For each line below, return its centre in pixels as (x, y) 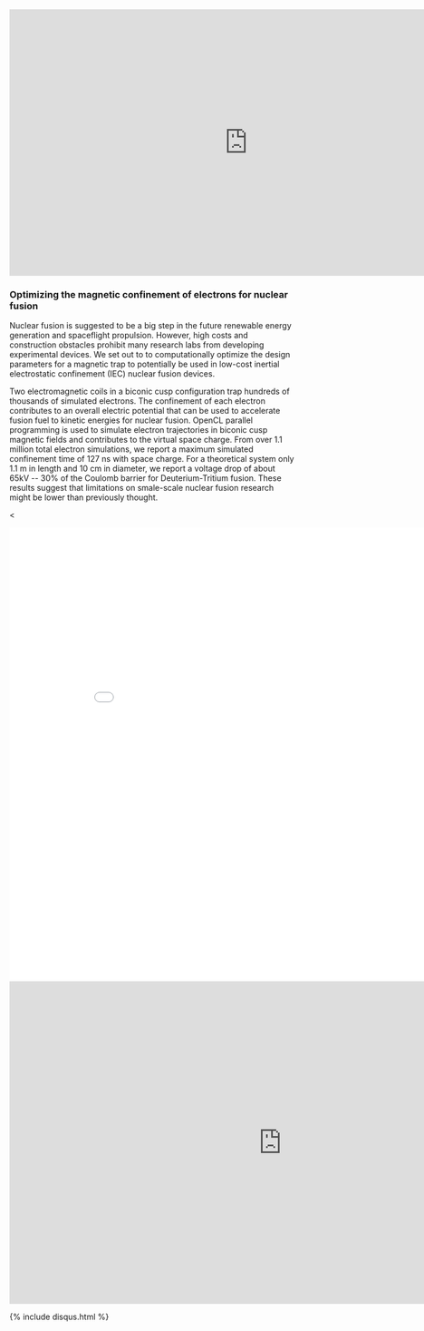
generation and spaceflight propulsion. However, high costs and (129, 336)
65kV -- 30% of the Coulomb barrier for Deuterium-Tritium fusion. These (146, 478)
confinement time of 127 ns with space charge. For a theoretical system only (152, 459)
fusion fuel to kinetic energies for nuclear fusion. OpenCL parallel (131, 420)
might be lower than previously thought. (84, 497)
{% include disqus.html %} (59, 1317)
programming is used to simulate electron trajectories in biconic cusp (139, 430)
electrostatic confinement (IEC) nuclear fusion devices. (112, 374)
